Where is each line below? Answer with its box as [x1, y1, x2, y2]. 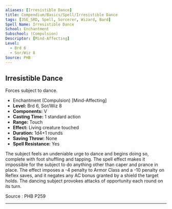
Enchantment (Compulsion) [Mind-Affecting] [12, 98, 107, 104]
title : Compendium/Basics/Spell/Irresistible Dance [5, 12, 118, 17]
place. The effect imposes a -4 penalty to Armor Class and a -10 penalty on [5, 167, 165, 173]
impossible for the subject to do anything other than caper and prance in [5, 161, 159, 168]
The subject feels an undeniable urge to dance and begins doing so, [5, 151, 149, 157]
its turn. [5, 183, 21, 190]
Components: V [12, 108, 47, 114]
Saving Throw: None [12, 135, 57, 142]
